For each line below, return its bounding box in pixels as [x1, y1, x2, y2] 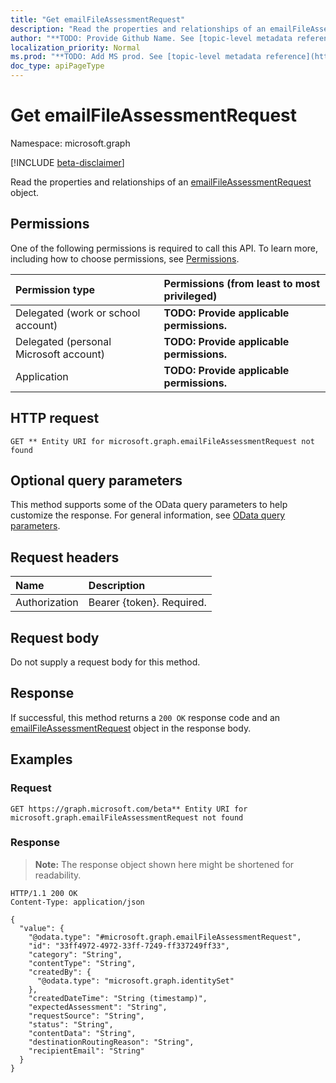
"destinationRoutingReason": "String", [28, 1037, 195, 1047]
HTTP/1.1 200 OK [10, 888, 78, 898]
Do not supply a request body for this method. [10, 656, 201, 668]
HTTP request [10, 410, 100, 427]
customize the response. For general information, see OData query [10, 509, 286, 521]
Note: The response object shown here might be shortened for [34, 858, 295, 870]
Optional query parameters [10, 472, 183, 489]
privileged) [163, 289, 218, 303]
